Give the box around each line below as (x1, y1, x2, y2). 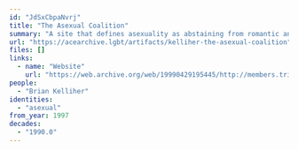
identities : (9, 94, 53, 104)
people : (9, 79, 38, 87)
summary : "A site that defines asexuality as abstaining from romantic (9, 29, 279, 38)
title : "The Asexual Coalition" (9, 21, 129, 30)
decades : (9, 120, 42, 129)
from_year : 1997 (9, 111, 69, 120)
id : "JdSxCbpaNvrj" (9, 12, 82, 22)
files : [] (9, 46, 46, 55)
